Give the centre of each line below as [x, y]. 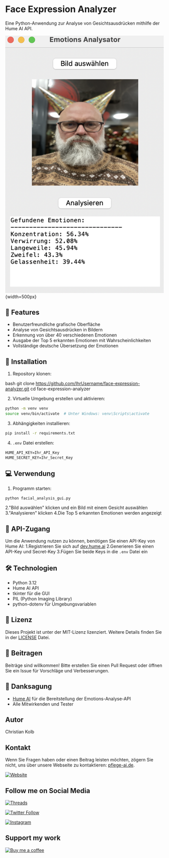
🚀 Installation [26, 361]
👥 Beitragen [24, 653]
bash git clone [20, 384]
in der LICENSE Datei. [28, 637]
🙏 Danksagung [29, 687]
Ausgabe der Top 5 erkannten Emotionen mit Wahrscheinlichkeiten [81, 340]
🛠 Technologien [31, 568]
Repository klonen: [32, 374]
